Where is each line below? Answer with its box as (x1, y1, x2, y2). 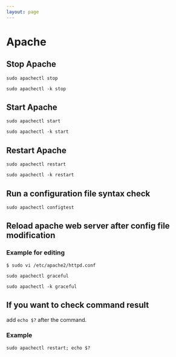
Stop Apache (6, 59, 56, 70)
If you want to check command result (6, 300, 149, 310)
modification (6, 230, 56, 241)
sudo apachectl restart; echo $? (6, 345, 91, 351)
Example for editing (6, 249, 65, 257)
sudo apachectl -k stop (6, 85, 67, 92)
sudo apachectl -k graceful (6, 283, 77, 290)
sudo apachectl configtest (6, 204, 74, 211)
